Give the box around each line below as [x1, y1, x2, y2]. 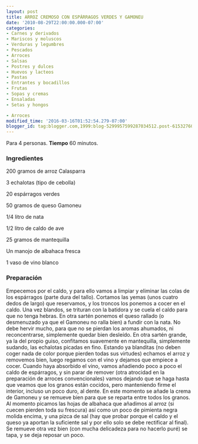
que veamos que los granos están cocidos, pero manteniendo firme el [6, 381, 176, 388]
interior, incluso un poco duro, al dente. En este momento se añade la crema [6, 387, 192, 394]
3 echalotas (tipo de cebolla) [6, 179, 76, 186]
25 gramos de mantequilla [6, 236, 70, 244]
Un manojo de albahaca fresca [6, 248, 81, 255]
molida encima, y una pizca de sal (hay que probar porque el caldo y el [6, 412, 179, 419]
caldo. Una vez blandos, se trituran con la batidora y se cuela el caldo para [6, 306, 188, 313]
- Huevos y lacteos [6, 69, 54, 75]
